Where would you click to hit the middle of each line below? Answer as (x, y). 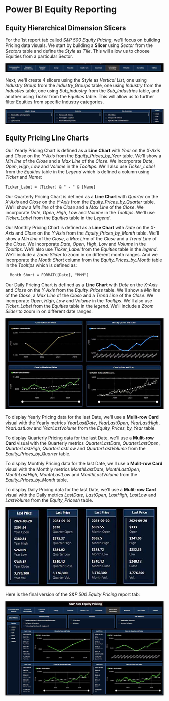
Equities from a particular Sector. (39, 56)
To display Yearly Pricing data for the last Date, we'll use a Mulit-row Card (82, 417)
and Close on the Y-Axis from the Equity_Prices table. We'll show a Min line (83, 290)
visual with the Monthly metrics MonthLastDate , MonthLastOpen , (73, 469)
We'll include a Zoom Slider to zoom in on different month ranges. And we (82, 254)
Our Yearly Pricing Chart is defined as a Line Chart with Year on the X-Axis (83, 150)
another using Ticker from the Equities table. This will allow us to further (80, 97)
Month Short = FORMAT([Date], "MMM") (49, 275)
